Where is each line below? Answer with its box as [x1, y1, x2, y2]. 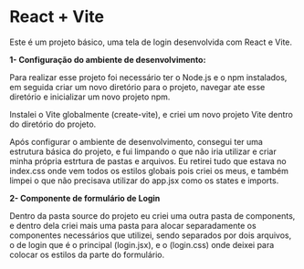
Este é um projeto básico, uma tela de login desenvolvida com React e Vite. [9, 36, 293, 47]
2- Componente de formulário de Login [9, 192, 161, 203]
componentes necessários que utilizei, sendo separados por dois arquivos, [9, 230, 292, 241]
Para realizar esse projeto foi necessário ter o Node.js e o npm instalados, [9, 71, 288, 83]
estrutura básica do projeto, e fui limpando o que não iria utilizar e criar [9, 146, 277, 157]
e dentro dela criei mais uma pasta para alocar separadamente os [9, 220, 257, 231]
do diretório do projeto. [9, 119, 97, 129]
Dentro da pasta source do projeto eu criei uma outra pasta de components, [9, 210, 296, 221]
